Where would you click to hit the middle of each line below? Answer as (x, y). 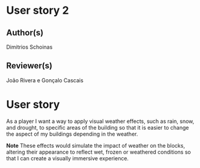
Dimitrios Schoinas (29, 47)
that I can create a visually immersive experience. (68, 158)
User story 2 (38, 10)
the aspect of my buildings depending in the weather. (72, 134)
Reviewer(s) (29, 66)
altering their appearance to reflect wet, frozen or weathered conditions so (98, 152)
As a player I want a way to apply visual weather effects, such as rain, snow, (100, 121)
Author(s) (25, 33)
